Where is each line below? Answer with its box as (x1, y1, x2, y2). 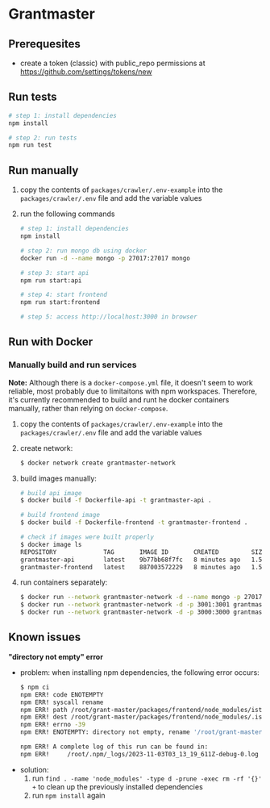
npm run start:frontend (19, 298, 101, 306)
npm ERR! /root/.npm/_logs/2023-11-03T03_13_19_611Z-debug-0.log (19, 750, 260, 758)
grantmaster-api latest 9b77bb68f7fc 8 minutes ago (19, 556, 241, 564)
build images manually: (19, 473, 97, 483)
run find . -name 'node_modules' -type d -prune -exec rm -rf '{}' (31, 773, 262, 783)
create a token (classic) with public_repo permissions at (19, 58, 206, 68)
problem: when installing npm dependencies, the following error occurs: (19, 667, 260, 677)
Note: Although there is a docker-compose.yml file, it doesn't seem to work (8, 377, 254, 387)
